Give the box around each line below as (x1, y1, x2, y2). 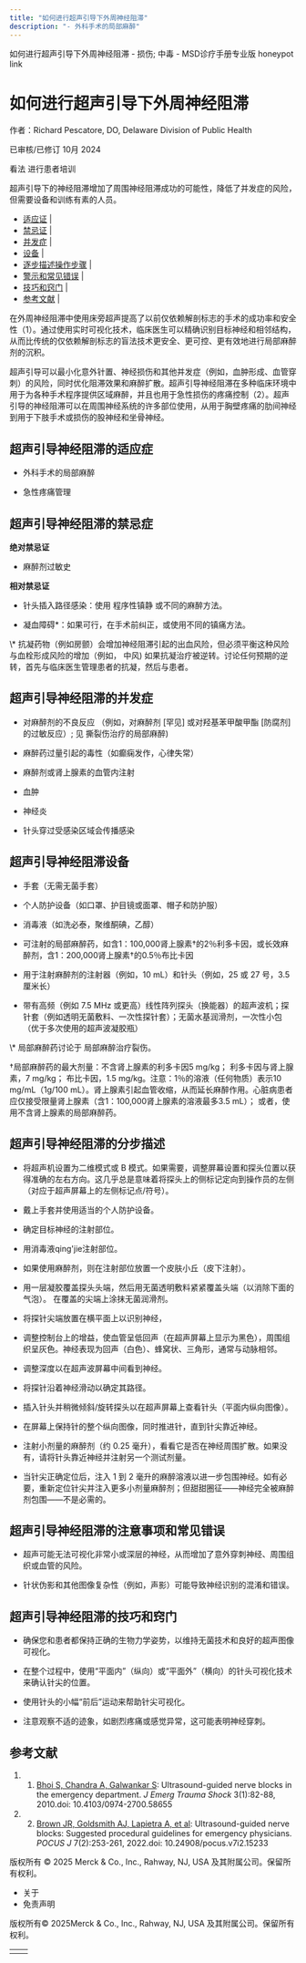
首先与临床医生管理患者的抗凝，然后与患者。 (25, 662, 193, 673)
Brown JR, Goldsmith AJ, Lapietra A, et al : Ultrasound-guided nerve (36, 1818, 290, 1829)
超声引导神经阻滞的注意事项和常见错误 (9, 1523, 225, 1538)
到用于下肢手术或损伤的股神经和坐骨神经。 (9, 412, 169, 423)
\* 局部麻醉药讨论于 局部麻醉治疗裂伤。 (9, 1041, 157, 1053)
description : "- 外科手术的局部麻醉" (9, 22, 140, 31)
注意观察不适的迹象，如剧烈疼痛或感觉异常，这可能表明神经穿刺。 (22, 1716, 270, 1727)
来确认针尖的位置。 (22, 1677, 96, 1688)
